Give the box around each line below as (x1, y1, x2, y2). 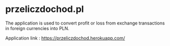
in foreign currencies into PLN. (5, 25, 70, 31)
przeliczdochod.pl (5, 3, 84, 15)
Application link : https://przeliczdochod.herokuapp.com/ (5, 35, 125, 41)
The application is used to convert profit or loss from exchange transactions (5, 20, 165, 26)
